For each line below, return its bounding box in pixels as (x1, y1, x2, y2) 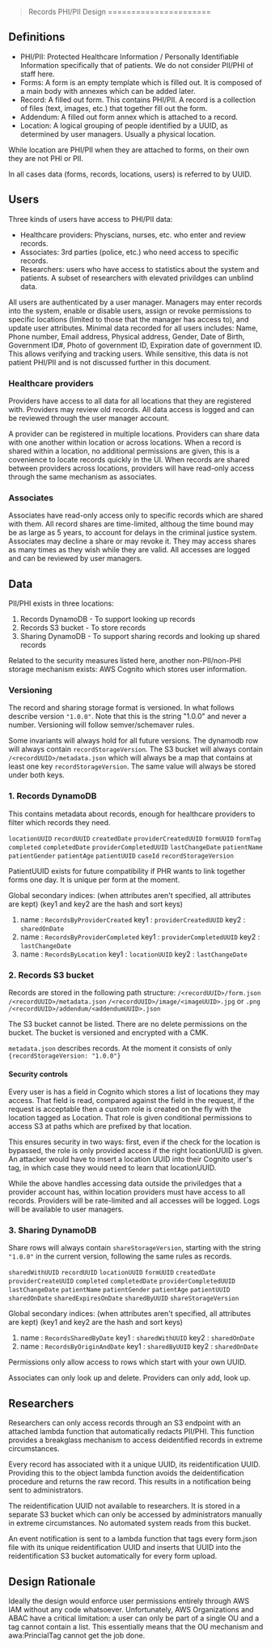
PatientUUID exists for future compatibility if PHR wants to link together (8, 866, 246, 875)
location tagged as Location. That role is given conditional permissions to (8, 1113, 252, 1122)
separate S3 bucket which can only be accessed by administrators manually (8, 1510, 263, 1519)
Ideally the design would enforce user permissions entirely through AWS (8, 1596, 249, 1606)
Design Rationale (8, 1574, 96, 1588)
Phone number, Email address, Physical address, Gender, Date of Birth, (8, 331, 245, 341)
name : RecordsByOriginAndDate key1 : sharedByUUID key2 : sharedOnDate (19, 1342, 259, 1352)
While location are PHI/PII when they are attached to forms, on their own (8, 145, 249, 155)
